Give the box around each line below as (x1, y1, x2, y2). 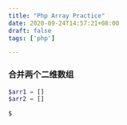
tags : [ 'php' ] (8, 34, 56, 42)
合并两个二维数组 (8, 69, 74, 80)
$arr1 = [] (8, 87, 45, 96)
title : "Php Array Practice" (8, 11, 105, 20)
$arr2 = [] (8, 95, 45, 103)
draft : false (8, 26, 52, 34)
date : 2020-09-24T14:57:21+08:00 (8, 19, 120, 27)
